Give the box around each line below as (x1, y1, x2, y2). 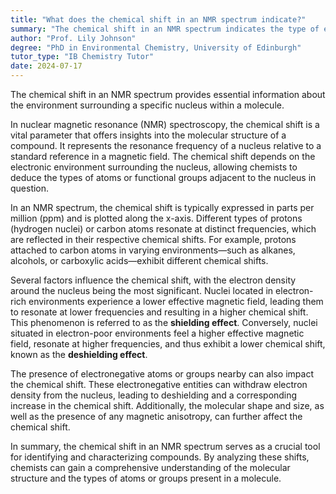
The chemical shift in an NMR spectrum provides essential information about (10, 89, 326, 100)
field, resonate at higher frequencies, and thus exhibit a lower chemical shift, (10, 338, 326, 350)
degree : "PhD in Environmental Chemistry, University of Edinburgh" (10, 42, 302, 53)
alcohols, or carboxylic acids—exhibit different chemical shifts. (10, 255, 269, 266)
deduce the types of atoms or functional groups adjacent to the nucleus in (10, 172, 317, 183)
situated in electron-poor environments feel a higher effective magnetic (10, 327, 305, 339)
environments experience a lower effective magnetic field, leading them (28, 296, 324, 307)
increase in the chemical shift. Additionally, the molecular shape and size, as (10, 400, 325, 411)
